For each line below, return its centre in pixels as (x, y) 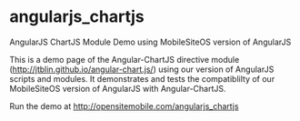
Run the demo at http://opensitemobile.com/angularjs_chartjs (124, 106)
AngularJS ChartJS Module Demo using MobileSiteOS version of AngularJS (150, 42)
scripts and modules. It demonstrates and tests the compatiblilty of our (142, 78)
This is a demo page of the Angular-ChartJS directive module (125, 59)
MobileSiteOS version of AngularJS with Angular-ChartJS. (118, 88)
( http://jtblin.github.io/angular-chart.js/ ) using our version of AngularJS (142, 69)
